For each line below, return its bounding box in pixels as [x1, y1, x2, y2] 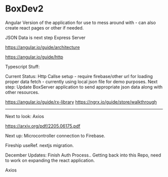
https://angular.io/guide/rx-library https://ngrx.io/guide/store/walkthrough [5, 98, 157, 105]
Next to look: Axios [5, 113, 44, 119]
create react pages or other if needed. [5, 24, 84, 30]
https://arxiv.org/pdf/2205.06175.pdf [5, 123, 81, 129]
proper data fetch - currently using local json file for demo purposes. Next [5, 78, 158, 84]
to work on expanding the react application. [5, 157, 95, 163]
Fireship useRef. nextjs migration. [5, 142, 74, 148]
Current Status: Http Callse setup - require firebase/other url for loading [5, 73, 153, 79]
